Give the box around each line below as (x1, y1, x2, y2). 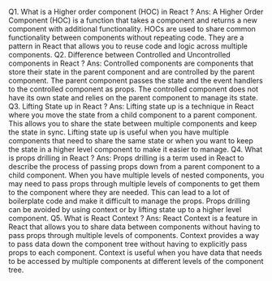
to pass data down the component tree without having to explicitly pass (8, 239, 248, 249)
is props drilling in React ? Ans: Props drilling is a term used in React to (8, 153, 245, 163)
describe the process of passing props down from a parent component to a (8, 162, 261, 171)
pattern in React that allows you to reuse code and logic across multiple (8, 41, 248, 51)
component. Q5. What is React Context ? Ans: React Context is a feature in (8, 214, 258, 223)
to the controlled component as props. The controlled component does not (8, 84, 258, 94)
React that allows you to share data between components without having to (8, 222, 261, 232)
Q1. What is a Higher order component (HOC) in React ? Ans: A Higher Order (8, 7, 264, 16)
